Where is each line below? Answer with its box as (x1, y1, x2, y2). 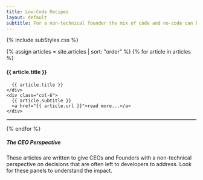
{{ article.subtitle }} (11, 98, 71, 104)
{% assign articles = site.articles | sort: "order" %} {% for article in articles (6, 48, 192, 55)
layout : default (6, 14, 47, 20)
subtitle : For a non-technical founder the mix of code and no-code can (6, 20, 193, 26)
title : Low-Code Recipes (6, 8, 69, 15)
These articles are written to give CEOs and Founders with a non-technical (6, 154, 192, 161)
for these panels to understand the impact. (6, 167, 113, 174)
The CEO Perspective (6, 139, 62, 146)
